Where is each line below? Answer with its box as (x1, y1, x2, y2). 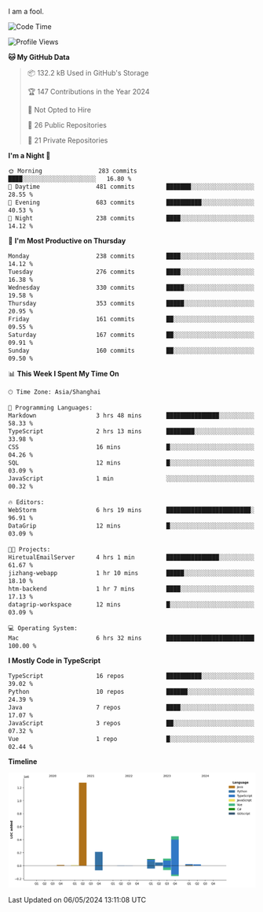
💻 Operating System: (8, 625, 79, 632)
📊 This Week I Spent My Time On (8, 369, 119, 378)
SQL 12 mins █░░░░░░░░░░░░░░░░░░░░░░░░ (8, 459, 255, 467)
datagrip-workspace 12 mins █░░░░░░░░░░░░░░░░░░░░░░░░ (8, 601, 255, 609)
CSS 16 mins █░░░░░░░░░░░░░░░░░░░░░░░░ (8, 443, 255, 451)
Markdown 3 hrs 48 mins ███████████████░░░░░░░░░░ (8, 412, 255, 420)
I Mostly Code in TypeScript (8, 656, 100, 665)
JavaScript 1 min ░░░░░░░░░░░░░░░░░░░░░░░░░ (8, 475, 255, 483)
